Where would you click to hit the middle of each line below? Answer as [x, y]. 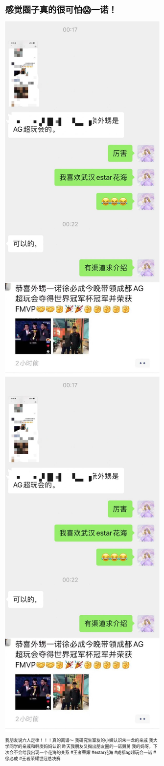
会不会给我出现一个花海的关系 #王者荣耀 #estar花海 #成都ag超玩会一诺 [81, 752]
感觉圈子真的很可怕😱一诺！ [61, 10]
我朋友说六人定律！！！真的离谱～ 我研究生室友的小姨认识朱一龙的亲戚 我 [79, 740]
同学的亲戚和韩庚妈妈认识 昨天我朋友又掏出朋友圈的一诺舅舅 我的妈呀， [81, 746]
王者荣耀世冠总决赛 [41, 758]
